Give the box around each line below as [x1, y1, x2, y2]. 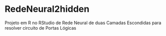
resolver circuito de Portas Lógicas [4, 25, 77, 31]
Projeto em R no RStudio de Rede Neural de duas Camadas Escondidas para [4, 20, 162, 26]
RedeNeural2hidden [4, 3, 90, 15]
